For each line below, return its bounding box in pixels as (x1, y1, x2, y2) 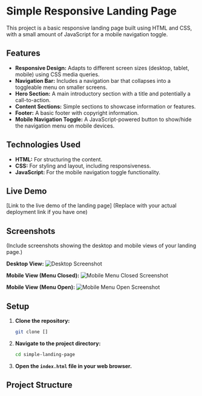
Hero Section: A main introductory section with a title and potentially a (15, 89, 191, 97)
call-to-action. (15, 96, 51, 103)
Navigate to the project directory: (15, 340, 101, 347)
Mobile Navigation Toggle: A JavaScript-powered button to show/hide (15, 115, 192, 123)
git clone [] (15, 329, 48, 335)
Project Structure (6, 380, 73, 391)
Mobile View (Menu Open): (6, 284, 76, 291)
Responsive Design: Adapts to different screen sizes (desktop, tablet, (15, 64, 189, 71)
